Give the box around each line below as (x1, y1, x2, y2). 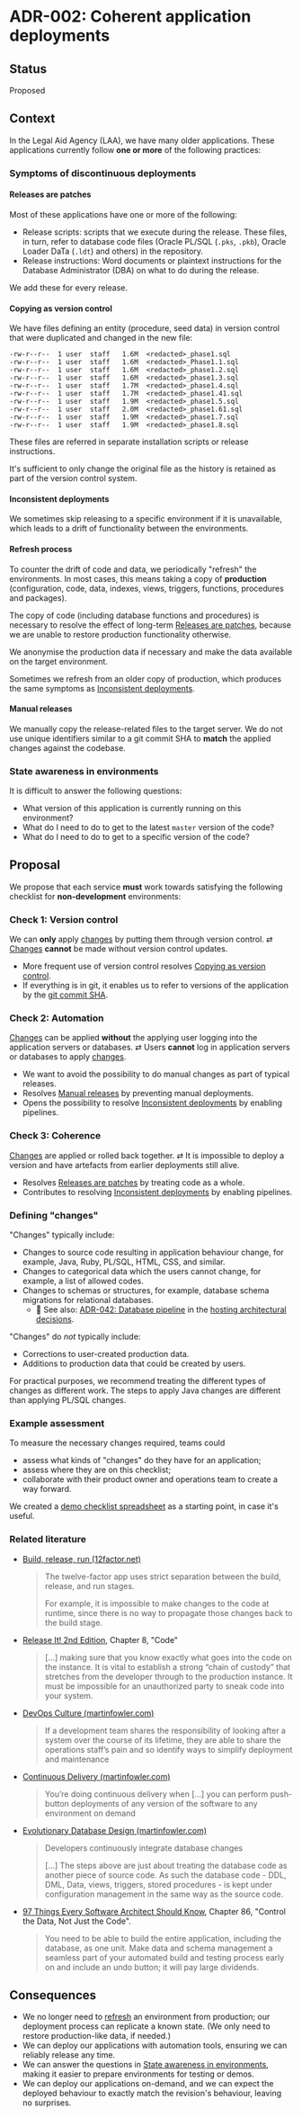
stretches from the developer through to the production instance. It (44, 1671, 293, 1682)
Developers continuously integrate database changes (44, 1842, 244, 1853)
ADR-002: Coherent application (9, 6, 252, 27)
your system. (44, 1690, 93, 1701)
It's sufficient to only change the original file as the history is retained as (9, 463, 277, 474)
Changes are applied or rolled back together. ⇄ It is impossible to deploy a (9, 1149, 285, 1161)
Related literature (9, 1533, 87, 1546)
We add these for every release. (9, 281, 129, 293)
